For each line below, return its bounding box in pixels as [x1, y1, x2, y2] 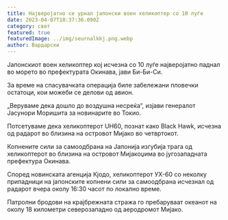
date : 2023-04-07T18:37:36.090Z [7, 16, 99, 23]
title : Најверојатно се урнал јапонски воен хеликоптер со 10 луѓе [7, 10, 204, 17]
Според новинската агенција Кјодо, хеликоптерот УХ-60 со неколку [7, 170, 207, 178]
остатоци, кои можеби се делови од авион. [7, 88, 134, 96]
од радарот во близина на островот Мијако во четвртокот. [7, 129, 179, 137]
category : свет [7, 23, 51, 29]
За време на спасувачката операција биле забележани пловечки [7, 81, 199, 89]
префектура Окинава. [7, 157, 71, 165]
